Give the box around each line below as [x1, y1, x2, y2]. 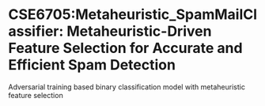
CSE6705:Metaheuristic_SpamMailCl [8, 6, 258, 24]
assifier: [8, 22, 64, 40]
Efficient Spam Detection [8, 56, 176, 74]
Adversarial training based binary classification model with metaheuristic [8, 81, 245, 92]
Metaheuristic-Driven [66, 22, 212, 40]
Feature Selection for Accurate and [8, 40, 243, 57]
